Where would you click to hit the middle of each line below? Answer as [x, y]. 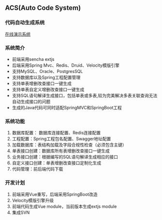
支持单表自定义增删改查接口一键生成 [48, 89]
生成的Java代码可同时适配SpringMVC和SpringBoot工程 [67, 107]
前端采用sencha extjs [33, 59]
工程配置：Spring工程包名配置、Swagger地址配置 [61, 139]
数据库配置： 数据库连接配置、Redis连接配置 [56, 133]
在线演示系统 [18, 34]
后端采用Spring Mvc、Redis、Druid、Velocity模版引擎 [66, 65]
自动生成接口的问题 [31, 102]
